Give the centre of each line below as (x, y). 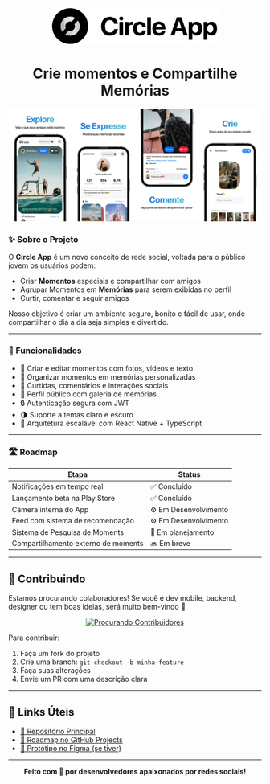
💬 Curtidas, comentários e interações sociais (94, 385)
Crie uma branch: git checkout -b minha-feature (102, 662)
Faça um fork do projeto (60, 654)
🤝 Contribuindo (47, 579)
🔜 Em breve (170, 543)
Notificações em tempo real (57, 486)
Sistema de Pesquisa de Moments (68, 532)
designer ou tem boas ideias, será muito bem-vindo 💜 (97, 607)
